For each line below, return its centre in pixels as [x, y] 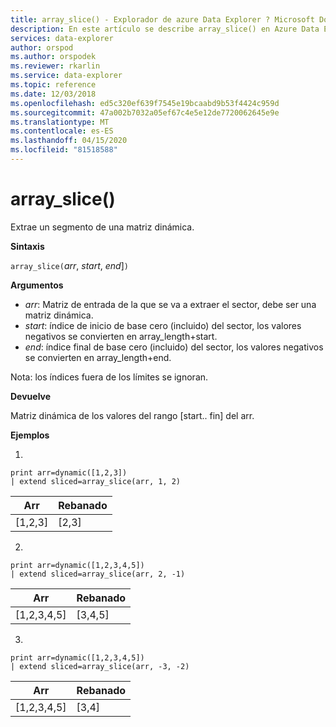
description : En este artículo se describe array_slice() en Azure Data [165, 29]
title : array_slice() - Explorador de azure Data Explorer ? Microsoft [162, 19]
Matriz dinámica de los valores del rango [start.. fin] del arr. [132, 415]
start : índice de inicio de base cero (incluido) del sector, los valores [163, 325]
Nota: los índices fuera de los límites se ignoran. [109, 377]
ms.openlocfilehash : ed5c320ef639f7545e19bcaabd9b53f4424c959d [145, 103]
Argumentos [37, 285]
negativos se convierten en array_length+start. [121, 336]
